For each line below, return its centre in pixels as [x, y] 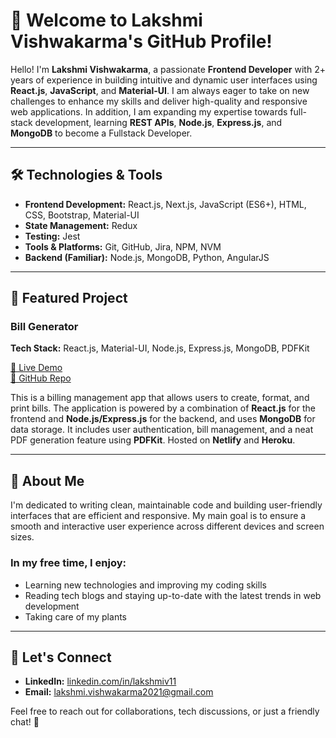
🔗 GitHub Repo [41, 378]
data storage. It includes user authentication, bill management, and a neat [162, 430]
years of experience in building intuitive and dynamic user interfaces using [164, 80]
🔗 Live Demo [36, 368]
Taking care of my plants [75, 616]
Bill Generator [44, 327]
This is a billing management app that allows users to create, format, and [160, 398]
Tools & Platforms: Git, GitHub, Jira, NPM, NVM [123, 246]
